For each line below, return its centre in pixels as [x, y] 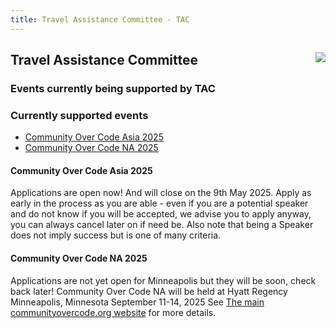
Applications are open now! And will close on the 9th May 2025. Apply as [161, 193]
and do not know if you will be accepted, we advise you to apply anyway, [161, 214]
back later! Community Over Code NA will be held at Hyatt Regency [149, 291]
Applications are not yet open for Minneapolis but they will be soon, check [163, 280]
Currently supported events [79, 115]
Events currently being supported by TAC [113, 88]
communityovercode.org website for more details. [113, 312]
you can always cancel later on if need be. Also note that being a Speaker [162, 225]
